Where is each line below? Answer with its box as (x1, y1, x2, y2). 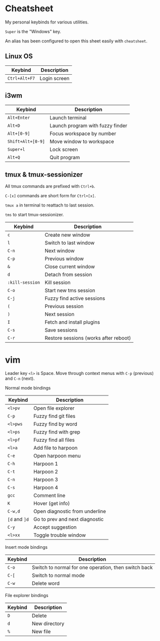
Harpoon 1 (33, 460, 58, 467)
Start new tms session (44, 287, 96, 294)
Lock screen (49, 146, 78, 153)
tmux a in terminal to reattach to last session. (5, 202, 95, 208)
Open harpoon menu (33, 453, 81, 459)
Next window (44, 248, 75, 254)
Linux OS (5, 52, 33, 61)
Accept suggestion (33, 524, 77, 531)
